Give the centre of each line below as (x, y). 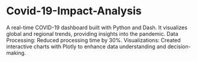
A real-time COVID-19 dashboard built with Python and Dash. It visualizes (97, 27)
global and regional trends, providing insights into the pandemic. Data (92, 33)
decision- (179, 46)
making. (16, 52)
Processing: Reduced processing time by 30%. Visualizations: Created (94, 40)
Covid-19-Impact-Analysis (74, 11)
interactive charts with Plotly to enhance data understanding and (86, 46)
